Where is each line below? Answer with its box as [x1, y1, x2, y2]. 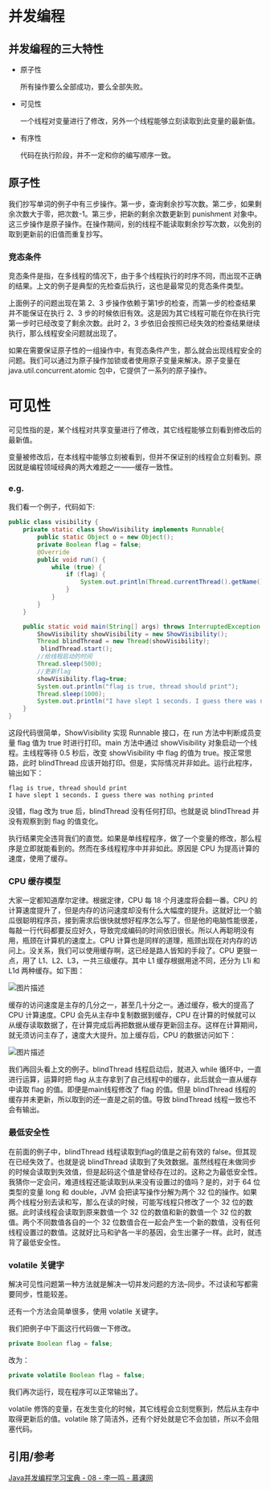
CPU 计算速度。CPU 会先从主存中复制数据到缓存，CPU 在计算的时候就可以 [8, 1010, 256, 1020]
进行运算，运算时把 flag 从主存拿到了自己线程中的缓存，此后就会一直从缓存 [8, 1075, 257, 1084]
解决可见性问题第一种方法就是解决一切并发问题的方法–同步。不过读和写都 [8, 1279, 252, 1289]
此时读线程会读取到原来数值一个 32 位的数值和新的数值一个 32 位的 [22, 1207, 245, 1216]
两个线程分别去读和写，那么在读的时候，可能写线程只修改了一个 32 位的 [8, 1197, 247, 1207]
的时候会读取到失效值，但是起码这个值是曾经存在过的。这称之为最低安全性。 [8, 1166, 262, 1176]
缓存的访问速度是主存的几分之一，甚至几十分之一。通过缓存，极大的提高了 [8, 1000, 255, 1010]
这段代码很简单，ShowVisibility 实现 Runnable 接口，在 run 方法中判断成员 [8, 728, 255, 737]
